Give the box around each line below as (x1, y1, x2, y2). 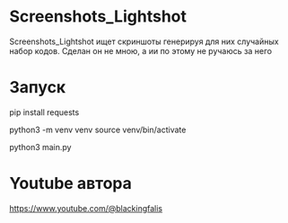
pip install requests (9, 106, 80, 118)
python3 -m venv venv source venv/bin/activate (9, 124, 187, 135)
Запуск (9, 77, 66, 98)
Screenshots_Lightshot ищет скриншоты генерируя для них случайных (9, 36, 280, 47)
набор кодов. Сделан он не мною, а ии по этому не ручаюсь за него (9, 45, 272, 56)
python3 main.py (9, 141, 72, 152)
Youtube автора (9, 174, 133, 194)
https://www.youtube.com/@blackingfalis (9, 202, 163, 213)
